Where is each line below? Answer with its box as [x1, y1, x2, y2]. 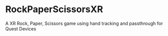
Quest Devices [5, 25, 36, 31]
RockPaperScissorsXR [5, 4, 103, 15]
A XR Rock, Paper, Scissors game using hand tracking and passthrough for [5, 20, 163, 26]
